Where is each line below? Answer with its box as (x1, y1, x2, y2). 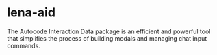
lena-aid (7, 5, 56, 20)
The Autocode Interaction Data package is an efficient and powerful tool (7, 27, 211, 35)
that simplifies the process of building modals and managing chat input (7, 34, 207, 42)
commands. (7, 41, 41, 50)
